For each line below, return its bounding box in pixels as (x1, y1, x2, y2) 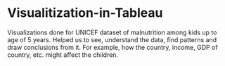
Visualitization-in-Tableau (7, 5, 163, 21)
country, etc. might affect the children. (7, 51, 118, 59)
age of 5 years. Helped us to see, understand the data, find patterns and (7, 35, 217, 44)
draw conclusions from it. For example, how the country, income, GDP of (7, 43, 218, 51)
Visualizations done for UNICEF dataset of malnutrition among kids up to (7, 28, 217, 37)
